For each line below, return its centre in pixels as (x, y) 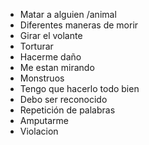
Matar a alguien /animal (68, 14)
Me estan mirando (57, 67)
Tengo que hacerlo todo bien (79, 88)
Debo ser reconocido (63, 99)
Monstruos (42, 78)
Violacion (39, 131)
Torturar (36, 46)
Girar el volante (51, 35)
